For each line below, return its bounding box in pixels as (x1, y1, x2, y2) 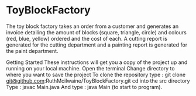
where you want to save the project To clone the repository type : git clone (6, 71, 186, 78)
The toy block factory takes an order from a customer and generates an (6, 23, 179, 30)
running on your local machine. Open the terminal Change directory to (6, 65, 175, 72)
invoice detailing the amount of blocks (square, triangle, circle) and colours (6, 29, 187, 35)
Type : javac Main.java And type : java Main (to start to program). (6, 83, 163, 90)
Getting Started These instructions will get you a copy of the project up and (6, 59, 188, 66)
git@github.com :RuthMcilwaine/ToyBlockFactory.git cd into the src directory (6, 77, 190, 84)
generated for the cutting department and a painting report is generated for (6, 41, 188, 48)
